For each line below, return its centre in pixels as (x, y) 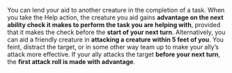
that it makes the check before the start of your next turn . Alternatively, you (116, 32)
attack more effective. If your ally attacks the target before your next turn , (114, 54)
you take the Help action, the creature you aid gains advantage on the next (116, 17)
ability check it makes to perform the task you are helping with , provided (114, 25)
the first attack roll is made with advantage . (71, 62)
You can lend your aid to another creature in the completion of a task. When (116, 10)
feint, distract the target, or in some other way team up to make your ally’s (113, 47)
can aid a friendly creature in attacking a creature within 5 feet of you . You (116, 40)
